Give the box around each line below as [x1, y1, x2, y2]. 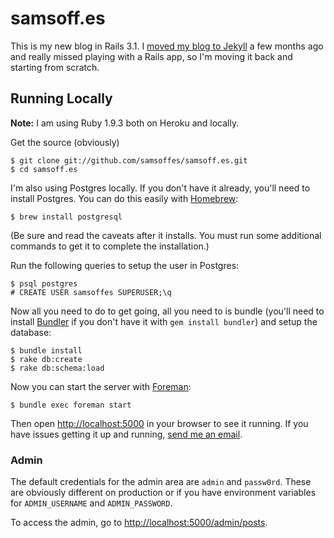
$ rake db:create [10, 354, 83, 364]
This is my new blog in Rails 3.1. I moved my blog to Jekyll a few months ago [10, 40, 324, 52]
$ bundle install [10, 345, 83, 356]
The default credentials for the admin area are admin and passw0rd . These [10, 476, 312, 488]
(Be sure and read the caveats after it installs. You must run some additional [10, 229, 322, 241]
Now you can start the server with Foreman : [10, 380, 192, 392]
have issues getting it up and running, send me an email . [10, 428, 243, 440]
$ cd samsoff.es [10, 164, 78, 174]
